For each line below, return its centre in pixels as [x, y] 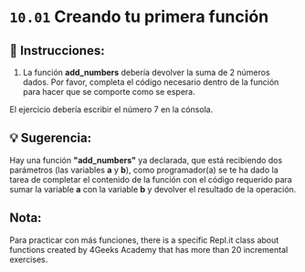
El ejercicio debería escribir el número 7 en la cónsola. [111, 110]
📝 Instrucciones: [57, 51]
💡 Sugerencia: [51, 138]
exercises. [29, 259]
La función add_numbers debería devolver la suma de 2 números [147, 72]
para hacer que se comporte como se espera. [109, 92]
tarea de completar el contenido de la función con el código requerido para [151, 179]
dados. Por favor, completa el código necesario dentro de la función [151, 82]
